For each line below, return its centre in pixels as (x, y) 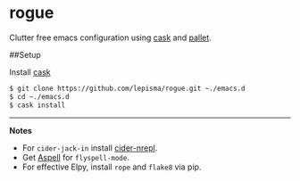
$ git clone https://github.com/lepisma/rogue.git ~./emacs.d (127, 88)
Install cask (30, 72)
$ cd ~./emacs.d (39, 96)
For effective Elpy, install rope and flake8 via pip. (112, 167)
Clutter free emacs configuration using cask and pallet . (110, 37)
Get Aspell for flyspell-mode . (75, 157)
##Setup (25, 54)
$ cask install (37, 105)
